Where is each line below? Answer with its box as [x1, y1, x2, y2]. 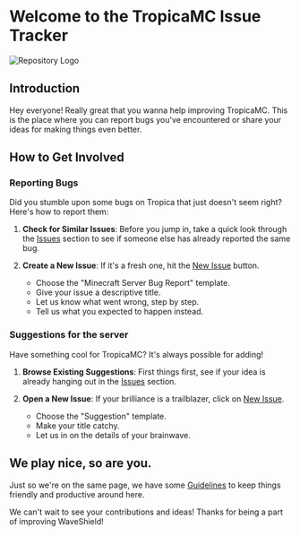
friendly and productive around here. [9, 488, 145, 499]
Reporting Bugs [9, 177, 79, 189]
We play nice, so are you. [9, 455, 152, 471]
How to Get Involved [9, 150, 124, 165]
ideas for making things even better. [9, 124, 142, 134]
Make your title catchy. [35, 419, 120, 431]
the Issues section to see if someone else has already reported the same [21, 233, 291, 244]
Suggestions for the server [9, 329, 129, 341]
